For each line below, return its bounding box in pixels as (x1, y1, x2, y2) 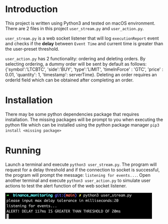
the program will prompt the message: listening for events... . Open (5, 172, 150, 178)
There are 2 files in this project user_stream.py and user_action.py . (5, 25, 144, 31)
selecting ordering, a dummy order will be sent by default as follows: (5, 61, 147, 67)
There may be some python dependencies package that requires (5, 111, 139, 117)
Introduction (5, 4, 58, 15)
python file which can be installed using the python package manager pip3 (5, 122, 159, 128)
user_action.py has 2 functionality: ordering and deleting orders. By (5, 55, 146, 61)
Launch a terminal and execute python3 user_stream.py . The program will (5, 161, 157, 167)
